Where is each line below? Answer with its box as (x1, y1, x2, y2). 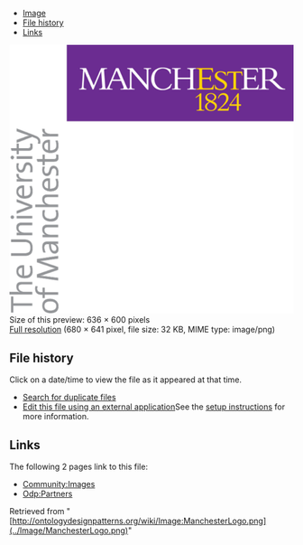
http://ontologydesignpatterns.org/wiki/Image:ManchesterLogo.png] (12, 515, 267, 527)
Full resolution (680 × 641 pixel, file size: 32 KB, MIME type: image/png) (9, 324, 276, 335)
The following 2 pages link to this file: (9, 461, 149, 473)
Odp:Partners (22, 488, 73, 500)
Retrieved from (9, 506, 65, 517)
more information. (22, 411, 89, 422)
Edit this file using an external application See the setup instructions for (22, 401, 286, 412)
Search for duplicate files (22, 392, 116, 403)
